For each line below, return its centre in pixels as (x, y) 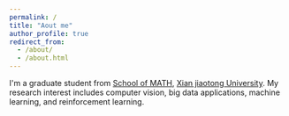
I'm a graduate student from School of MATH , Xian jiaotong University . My (144, 83)
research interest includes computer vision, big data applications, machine (145, 92)
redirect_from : (37, 42)
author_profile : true (49, 33)
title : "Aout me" (41, 25)
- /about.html (43, 58)
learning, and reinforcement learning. (77, 101)
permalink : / (33, 17)
